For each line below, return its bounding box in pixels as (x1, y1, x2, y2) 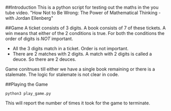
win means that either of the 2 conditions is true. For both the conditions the (5, 30, 165, 36)
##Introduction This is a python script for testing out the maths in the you (5, 5, 159, 10)
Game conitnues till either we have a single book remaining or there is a (5, 66, 155, 72)
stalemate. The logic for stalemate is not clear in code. (5, 71, 120, 78)
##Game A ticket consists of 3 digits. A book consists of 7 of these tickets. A (5, 25, 166, 31)
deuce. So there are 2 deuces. (12, 56, 76, 62)
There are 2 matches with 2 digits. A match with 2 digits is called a (12, 51, 152, 57)
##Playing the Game (5, 81, 48, 87)
